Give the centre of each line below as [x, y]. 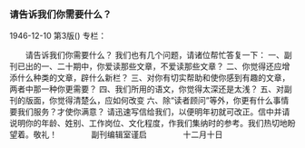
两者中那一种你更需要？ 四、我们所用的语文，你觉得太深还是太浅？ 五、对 [147, 89]
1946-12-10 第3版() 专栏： [58, 36]
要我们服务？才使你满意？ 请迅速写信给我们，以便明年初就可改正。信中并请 [150, 112]
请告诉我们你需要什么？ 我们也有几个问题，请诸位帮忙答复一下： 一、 [154, 55]
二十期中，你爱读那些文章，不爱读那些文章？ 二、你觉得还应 [169, 66]
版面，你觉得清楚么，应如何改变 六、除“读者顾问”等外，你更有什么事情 [157, 101]
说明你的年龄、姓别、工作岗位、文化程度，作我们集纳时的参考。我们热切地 [148, 123]
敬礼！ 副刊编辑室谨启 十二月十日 [128, 134]
